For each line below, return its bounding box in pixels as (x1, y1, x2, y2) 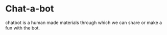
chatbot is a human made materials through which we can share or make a (5, 19, 162, 25)
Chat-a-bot (5, 3, 54, 14)
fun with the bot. (5, 24, 40, 30)
